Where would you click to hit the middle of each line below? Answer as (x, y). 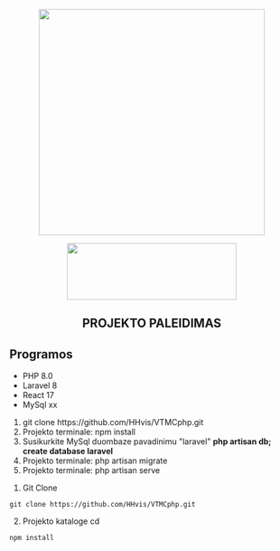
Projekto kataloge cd (61, 521)
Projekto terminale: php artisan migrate (95, 461)
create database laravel (68, 451)
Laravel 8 (40, 385)
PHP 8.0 (37, 376)
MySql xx (40, 405)
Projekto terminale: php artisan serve (91, 470)
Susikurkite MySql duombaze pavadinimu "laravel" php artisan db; (147, 442)
